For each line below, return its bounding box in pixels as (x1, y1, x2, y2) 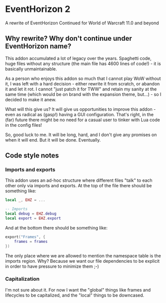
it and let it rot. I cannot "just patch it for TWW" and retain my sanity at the (5, 86, 157, 92)
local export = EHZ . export (5, 216, 61, 221)
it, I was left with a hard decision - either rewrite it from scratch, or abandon (5, 80, 160, 86)
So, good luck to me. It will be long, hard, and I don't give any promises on (5, 132, 157, 138)
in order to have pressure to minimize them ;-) (5, 263, 99, 269)
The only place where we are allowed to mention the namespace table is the (5, 252, 162, 259)
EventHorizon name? (5, 42, 72, 51)
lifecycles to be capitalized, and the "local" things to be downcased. (5, 292, 145, 298)
